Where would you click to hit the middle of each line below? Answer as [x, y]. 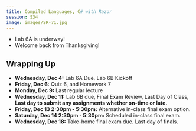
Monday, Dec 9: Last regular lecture [59, 90]
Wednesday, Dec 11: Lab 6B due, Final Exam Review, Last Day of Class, [102, 97]
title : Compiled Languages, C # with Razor [59, 11]
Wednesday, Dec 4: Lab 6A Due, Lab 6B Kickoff [73, 78]
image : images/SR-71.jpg [37, 22]
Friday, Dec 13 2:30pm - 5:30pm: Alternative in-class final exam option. [102, 109]
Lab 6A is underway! [40, 39]
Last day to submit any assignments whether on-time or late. [91, 103]
